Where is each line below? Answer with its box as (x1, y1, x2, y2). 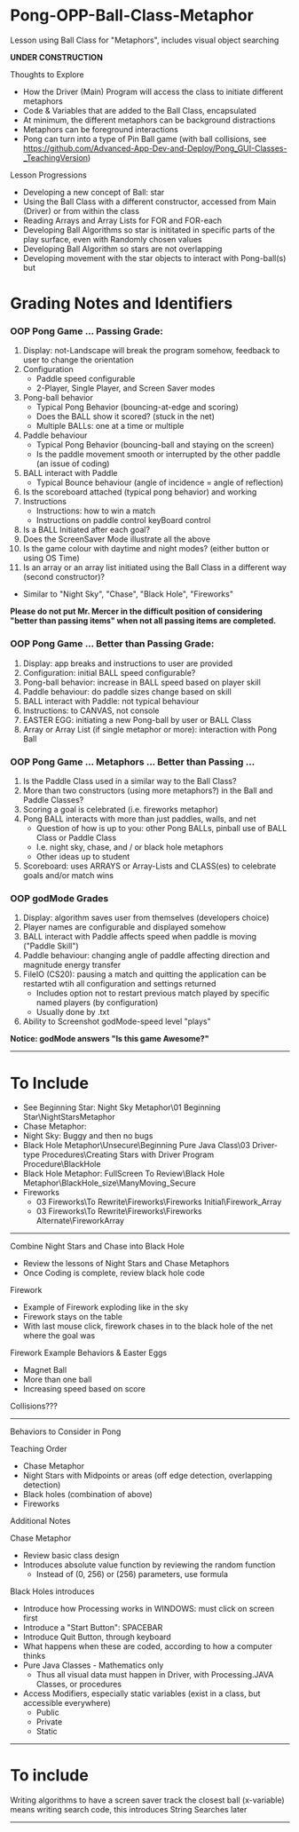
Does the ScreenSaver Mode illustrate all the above (22, 534, 211, 544)
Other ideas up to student (35, 852, 130, 862)
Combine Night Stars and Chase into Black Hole (10, 1241, 185, 1252)
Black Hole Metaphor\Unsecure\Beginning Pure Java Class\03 (22, 1140, 251, 1151)
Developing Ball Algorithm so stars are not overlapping (22, 243, 223, 254)
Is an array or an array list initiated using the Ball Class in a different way (22, 562, 287, 573)
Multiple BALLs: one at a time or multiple (35, 421, 185, 432)
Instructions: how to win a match (35, 505, 156, 516)
